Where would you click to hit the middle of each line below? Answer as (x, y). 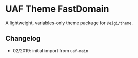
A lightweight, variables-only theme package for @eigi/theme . (69, 23)
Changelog (23, 39)
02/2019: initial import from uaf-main (50, 50)
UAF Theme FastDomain (57, 9)
